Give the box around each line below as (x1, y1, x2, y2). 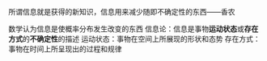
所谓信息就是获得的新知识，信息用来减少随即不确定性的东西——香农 (8, 7, 235, 16)
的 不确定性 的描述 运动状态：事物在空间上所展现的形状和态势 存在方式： (23, 35, 261, 43)
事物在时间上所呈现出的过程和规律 (8, 44, 122, 54)
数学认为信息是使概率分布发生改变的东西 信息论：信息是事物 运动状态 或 (8, 24, 244, 34)
